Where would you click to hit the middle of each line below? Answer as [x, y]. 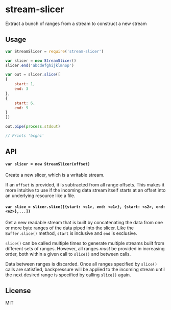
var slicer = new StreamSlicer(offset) [48, 164]
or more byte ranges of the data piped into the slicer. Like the [70, 228]
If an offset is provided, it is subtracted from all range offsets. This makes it [85, 185]
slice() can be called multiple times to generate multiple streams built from [85, 243]
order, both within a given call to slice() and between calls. [68, 254]
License [18, 291]
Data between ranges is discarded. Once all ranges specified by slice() [81, 264]
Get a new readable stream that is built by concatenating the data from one [84, 222]
